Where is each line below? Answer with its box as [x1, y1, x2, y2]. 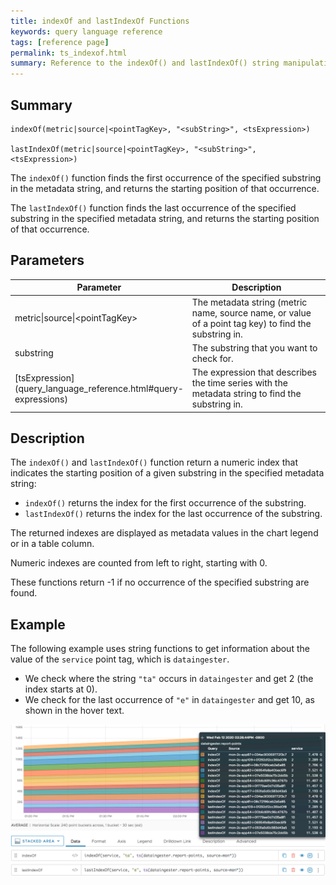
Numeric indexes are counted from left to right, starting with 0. [10, 557, 268, 569]
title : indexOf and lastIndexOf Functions [10, 16, 190, 26]
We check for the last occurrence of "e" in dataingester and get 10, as [24, 694, 315, 706]
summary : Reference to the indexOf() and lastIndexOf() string [10, 58, 280, 69]
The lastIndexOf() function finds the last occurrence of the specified [10, 201, 297, 214]
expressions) [14, 393, 68, 405]
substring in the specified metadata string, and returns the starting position [10, 212, 320, 224]
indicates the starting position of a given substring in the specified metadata [10, 467, 325, 479]
